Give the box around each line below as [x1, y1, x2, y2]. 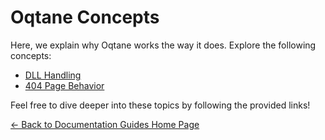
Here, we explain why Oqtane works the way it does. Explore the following [10, 39, 317, 51]
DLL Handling [24, 69, 82, 81]
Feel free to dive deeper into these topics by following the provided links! [10, 99, 311, 111]
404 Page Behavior [24, 79, 105, 91]
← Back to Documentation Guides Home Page [10, 118, 200, 130]
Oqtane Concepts [10, 6, 160, 29]
